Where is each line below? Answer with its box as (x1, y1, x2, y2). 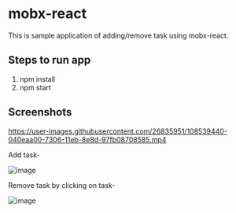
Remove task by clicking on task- (8, 180, 116, 189)
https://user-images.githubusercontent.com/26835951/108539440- (8, 127, 228, 136)
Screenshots (8, 105, 72, 119)
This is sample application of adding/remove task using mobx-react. (8, 31, 229, 40)
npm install (19, 74, 56, 83)
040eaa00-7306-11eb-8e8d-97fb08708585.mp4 (8, 134, 167, 144)
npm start (19, 83, 51, 92)
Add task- (8, 150, 41, 160)
